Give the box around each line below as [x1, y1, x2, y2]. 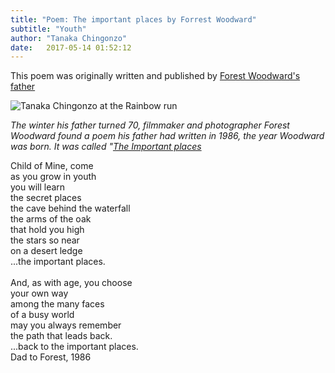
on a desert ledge [10, 245, 83, 257]
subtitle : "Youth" [10, 24, 87, 34]
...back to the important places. [10, 341, 139, 353]
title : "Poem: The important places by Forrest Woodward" [10, 14, 257, 25]
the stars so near [10, 234, 80, 246]
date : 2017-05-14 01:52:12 [10, 42, 132, 53]
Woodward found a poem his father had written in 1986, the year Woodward [10, 130, 325, 142]
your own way [10, 287, 69, 300]
